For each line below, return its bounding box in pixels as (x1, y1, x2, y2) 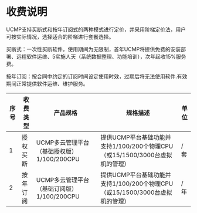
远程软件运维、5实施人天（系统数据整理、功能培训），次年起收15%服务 (16, 53, 186, 60)
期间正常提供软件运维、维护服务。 (6, 80, 89, 87)
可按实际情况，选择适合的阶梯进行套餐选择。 (6, 33, 114, 40)
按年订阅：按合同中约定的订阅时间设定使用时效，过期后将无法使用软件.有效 (6, 73, 188, 80)
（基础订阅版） (36, 184, 78, 192)
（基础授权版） (36, 147, 78, 155)
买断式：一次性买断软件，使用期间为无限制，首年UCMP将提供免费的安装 (6, 45, 181, 53)
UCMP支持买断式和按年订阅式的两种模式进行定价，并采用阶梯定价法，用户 (6, 26, 186, 33)
